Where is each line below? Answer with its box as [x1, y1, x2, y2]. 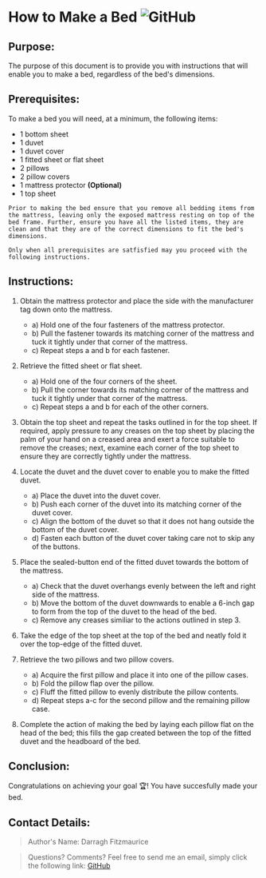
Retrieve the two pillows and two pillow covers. [19, 654, 174, 664]
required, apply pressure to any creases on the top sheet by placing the [19, 426, 255, 435]
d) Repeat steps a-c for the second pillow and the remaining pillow [31, 695, 251, 705]
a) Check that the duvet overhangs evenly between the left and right [31, 581, 256, 590]
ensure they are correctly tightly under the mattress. [19, 451, 191, 461]
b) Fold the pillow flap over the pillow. [31, 678, 155, 688]
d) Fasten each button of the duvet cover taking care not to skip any [31, 533, 255, 542]
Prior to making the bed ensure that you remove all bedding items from [8, 204, 255, 212]
